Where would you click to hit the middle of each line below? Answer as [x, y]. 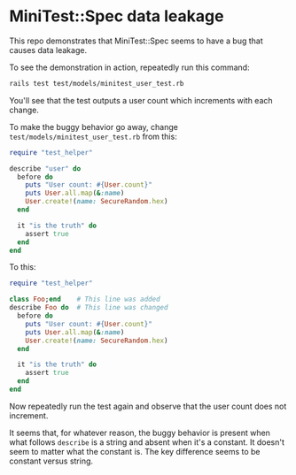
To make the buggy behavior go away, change [94, 126]
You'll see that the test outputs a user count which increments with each [141, 100]
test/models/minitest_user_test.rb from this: [93, 136]
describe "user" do [45, 169]
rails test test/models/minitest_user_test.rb [97, 83]
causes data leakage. [48, 50]
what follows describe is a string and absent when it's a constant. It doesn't [147, 442]
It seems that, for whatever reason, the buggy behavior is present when [140, 433]
